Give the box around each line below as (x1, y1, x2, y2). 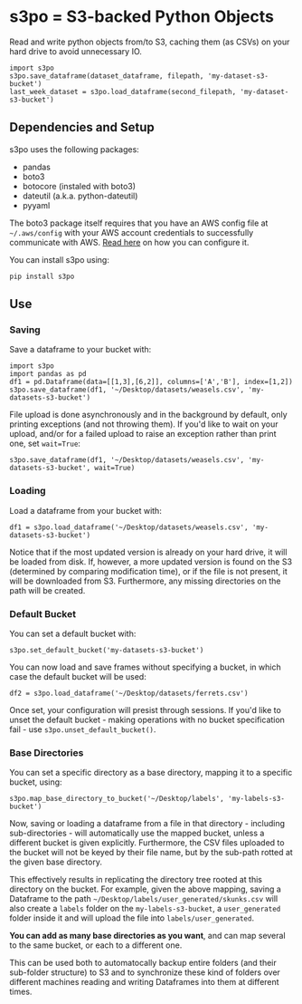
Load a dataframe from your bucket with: (9, 505, 163, 516)
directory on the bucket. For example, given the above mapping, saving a (9, 883, 282, 894)
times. (9, 986, 33, 998)
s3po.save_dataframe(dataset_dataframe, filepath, (9, 71, 204, 81)
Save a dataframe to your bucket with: (9, 344, 152, 355)
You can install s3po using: (9, 254, 110, 265)
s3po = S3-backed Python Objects (9, 6, 274, 27)
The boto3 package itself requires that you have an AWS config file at (9, 217, 269, 228)
